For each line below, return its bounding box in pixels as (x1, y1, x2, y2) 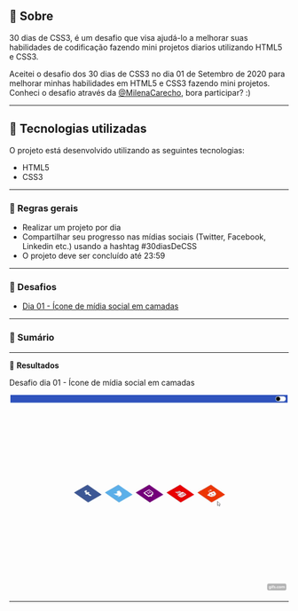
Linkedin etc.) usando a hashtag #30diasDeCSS (21, 240, 198, 251)
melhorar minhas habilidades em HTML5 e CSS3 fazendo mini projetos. (9, 77, 271, 89)
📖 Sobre (9, 9, 54, 24)
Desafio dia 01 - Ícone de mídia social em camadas (9, 377, 195, 388)
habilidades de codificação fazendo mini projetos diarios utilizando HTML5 (9, 42, 283, 52)
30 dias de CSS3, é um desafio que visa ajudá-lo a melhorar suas (9, 32, 248, 43)
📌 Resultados (9, 360, 59, 371)
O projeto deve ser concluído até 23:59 (21, 250, 166, 261)
